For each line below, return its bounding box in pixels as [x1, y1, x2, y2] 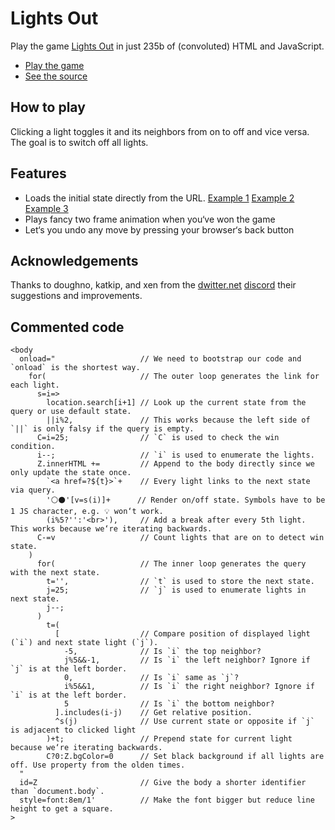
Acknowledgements [10, 252, 139, 269]
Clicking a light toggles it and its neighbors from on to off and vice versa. [10, 125, 310, 137]
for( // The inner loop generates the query [36, 559, 307, 569]
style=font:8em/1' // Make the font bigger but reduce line [19, 795, 315, 806]
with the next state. [10, 568, 101, 578]
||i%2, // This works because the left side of [46, 415, 311, 426]
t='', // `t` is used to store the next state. [46, 577, 315, 587]
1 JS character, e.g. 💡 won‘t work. [10, 507, 164, 517]
